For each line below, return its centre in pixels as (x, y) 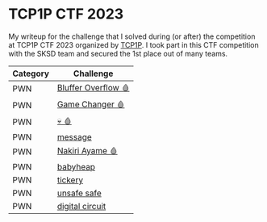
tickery (70, 180)
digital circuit (81, 206)
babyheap (76, 166)
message (75, 136)
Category (31, 73)
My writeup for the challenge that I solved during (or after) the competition (132, 36)
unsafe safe (79, 193)
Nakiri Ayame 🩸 (88, 150)
